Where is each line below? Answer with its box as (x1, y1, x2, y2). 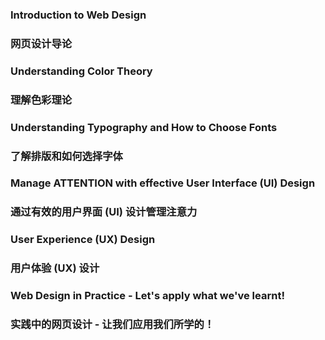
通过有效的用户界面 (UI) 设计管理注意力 (10, 205, 198, 219)
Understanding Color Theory (10, 64, 153, 78)
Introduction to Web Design (10, 8, 147, 22)
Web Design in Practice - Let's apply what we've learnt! (10, 289, 285, 303)
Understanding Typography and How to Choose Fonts (10, 120, 278, 134)
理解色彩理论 (10, 93, 73, 107)
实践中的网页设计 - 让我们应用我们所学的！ (10, 318, 215, 332)
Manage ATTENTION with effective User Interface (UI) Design (10, 176, 316, 190)
